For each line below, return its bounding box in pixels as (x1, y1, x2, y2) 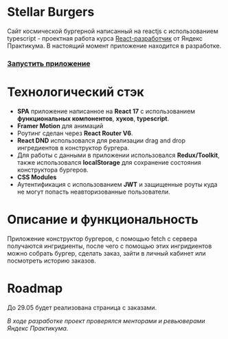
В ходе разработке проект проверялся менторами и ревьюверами (7, 316, 205, 325)
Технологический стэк (7, 84, 144, 100)
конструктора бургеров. (16, 165, 89, 174)
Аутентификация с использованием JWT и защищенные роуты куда (16, 180, 218, 188)
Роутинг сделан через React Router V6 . (16, 129, 133, 137)
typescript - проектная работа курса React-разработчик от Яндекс (7, 34, 203, 42)
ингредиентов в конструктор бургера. (16, 143, 129, 152)
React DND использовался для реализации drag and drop (16, 136, 186, 145)
